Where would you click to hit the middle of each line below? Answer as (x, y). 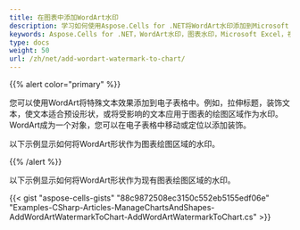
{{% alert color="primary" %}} (65, 84)
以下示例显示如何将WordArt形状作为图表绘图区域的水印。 (115, 144)
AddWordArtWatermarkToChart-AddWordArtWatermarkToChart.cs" (133, 217)
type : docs (29, 42)
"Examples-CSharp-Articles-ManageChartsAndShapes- (112, 207)
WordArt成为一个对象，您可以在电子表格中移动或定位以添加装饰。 (130, 125)
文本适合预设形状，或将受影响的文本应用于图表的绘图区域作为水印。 (158, 114)
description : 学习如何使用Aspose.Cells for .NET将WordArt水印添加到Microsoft (149, 26)
